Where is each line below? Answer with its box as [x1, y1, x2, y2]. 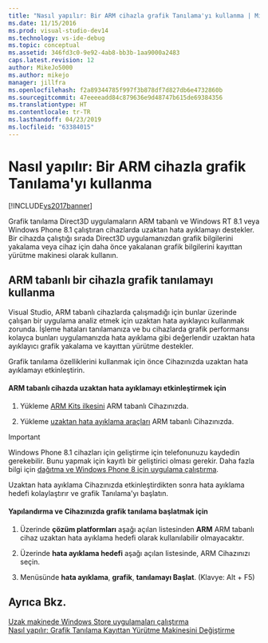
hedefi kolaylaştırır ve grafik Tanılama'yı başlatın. [8, 488, 169, 498]
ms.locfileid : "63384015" [8, 123, 94, 131]
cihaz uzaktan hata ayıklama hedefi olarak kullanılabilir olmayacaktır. [19, 533, 245, 542]
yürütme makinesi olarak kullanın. [8, 250, 118, 260]
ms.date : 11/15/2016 [8, 19, 77, 27]
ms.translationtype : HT [8, 101, 88, 109]
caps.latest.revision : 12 [8, 57, 94, 65]
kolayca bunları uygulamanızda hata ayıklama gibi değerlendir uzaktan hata [8, 332, 255, 342]
